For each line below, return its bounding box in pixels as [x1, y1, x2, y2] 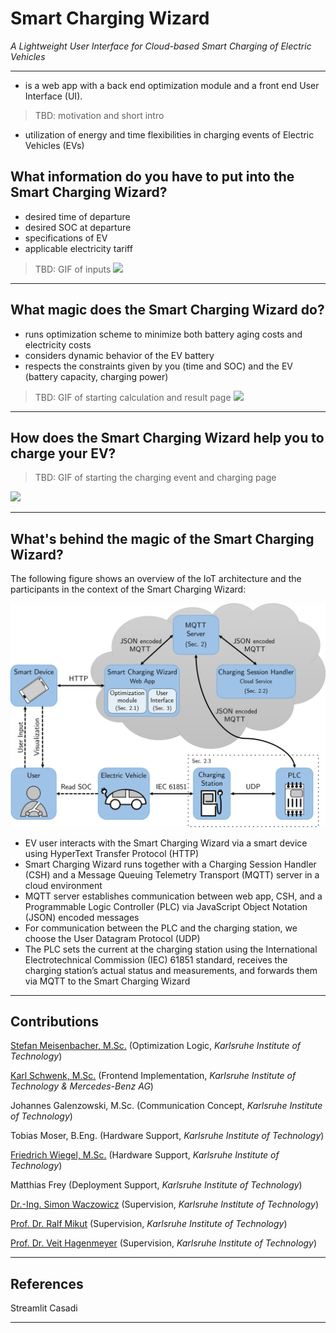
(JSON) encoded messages [24, 911, 140, 923]
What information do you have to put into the [10, 168, 295, 186]
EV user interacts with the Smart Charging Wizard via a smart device [24, 837, 308, 849]
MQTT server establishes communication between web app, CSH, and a [24, 890, 323, 902]
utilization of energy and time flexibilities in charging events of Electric [24, 128, 315, 141]
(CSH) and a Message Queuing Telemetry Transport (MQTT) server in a [24, 868, 320, 881]
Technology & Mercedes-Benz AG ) [10, 1080, 154, 1092]
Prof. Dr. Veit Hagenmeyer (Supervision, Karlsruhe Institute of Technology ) [10, 1237, 318, 1249]
